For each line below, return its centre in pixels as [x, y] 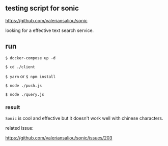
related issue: [20, 128]
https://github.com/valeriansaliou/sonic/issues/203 [59, 138]
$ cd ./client [20, 67]
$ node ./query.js [25, 94]
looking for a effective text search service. [50, 30]
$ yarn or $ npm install [31, 76]
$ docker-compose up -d [31, 58]
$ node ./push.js [24, 86]
